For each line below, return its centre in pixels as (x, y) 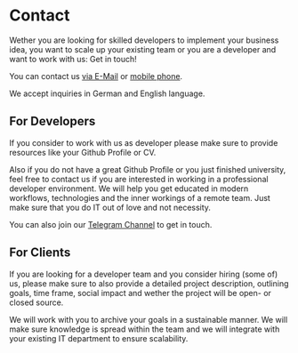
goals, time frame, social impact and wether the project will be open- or (140, 293)
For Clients (40, 253)
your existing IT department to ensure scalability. (99, 338)
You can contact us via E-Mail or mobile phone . (96, 76)
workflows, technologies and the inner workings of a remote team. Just (140, 197)
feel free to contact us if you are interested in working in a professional (139, 179)
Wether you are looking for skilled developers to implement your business (144, 40)
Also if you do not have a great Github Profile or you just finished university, (148, 169)
